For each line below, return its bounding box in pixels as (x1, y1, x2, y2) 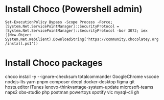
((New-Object (5, 32, 32, 37)
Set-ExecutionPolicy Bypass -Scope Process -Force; (5, 20, 113, 25)
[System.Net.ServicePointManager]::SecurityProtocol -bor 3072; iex (5, 28, 148, 33)
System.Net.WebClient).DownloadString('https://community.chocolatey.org (5, 37, 159, 42)
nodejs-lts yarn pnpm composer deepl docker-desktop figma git (5, 78, 135, 84)
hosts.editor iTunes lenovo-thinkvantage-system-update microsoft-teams (5, 84, 154, 90)
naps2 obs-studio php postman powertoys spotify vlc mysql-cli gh (5, 89, 140, 95)
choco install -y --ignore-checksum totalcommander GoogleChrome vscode (5, 74, 159, 79)
